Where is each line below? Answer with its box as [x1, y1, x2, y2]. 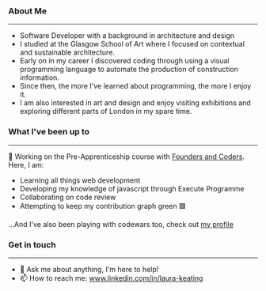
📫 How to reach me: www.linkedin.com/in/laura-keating [19, 273, 203, 282]
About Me [8, 6, 47, 17]
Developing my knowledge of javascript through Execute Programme [19, 183, 245, 193]
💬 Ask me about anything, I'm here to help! [19, 264, 159, 274]
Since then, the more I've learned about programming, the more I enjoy [19, 81, 252, 91]
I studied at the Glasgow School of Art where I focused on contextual [19, 40, 245, 49]
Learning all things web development [19, 176, 141, 185]
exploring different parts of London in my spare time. [19, 107, 192, 116]
